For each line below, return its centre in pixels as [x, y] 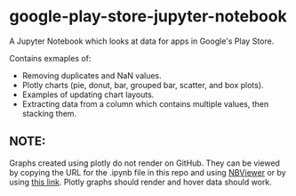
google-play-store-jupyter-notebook [148, 16]
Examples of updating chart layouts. [88, 94]
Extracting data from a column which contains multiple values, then [145, 103]
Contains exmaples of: [50, 58]
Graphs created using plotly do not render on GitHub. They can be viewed [144, 163]
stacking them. [49, 113]
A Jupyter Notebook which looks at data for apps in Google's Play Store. [142, 41]
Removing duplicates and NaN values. [92, 75]
